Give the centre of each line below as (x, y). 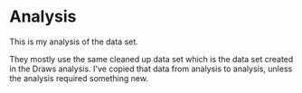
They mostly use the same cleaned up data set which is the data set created (151, 59)
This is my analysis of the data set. (74, 42)
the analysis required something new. (79, 78)
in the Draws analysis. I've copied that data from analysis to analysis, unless (151, 69)
